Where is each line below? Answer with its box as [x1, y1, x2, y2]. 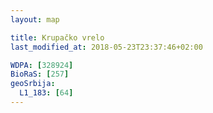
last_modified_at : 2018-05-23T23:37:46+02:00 [10, 42, 203, 52]
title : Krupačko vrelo [10, 32, 105, 43]
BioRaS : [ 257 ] [10, 69, 70, 80]
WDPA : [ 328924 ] [10, 60, 74, 70]
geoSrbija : [10, 79, 56, 89]
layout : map [10, 14, 60, 25]
